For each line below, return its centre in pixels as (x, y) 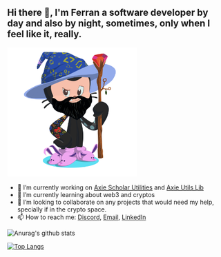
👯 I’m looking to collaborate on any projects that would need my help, (115, 202)
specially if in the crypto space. (62, 209)
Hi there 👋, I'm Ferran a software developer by (108, 13)
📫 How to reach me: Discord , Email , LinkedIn (81, 217)
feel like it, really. (45, 34)
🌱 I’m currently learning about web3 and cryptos (86, 194)
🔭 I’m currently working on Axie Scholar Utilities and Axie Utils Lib (110, 187)
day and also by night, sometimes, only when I (109, 24)
